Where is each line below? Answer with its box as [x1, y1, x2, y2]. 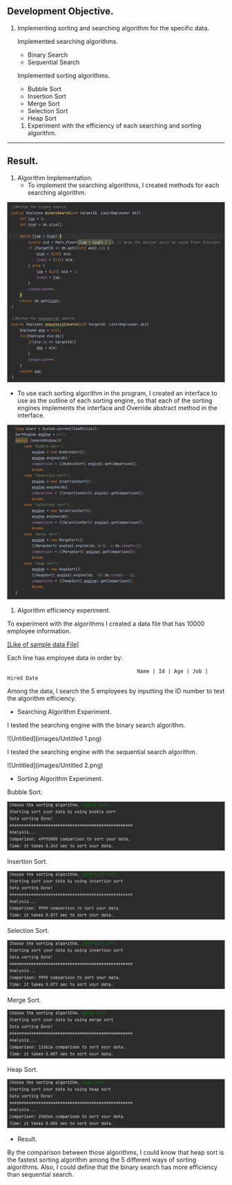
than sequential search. [7, 1170, 74, 1178]
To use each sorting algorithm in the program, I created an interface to [17, 389, 217, 397]
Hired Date [7, 675, 39, 682]
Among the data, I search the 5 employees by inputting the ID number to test [7, 687, 225, 695]
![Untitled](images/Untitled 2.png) [7, 761, 104, 769]
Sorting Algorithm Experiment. [17, 775, 104, 783]
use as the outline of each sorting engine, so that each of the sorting [17, 396, 213, 405]
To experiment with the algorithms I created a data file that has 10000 [7, 619, 205, 628]
